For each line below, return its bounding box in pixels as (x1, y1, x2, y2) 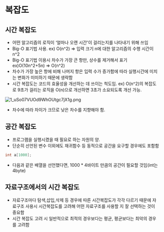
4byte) (12, 168, 26, 174)
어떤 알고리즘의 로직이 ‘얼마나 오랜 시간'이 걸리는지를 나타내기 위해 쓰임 (12, 40, 149, 45)
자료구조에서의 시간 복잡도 (5, 183, 80, 192)
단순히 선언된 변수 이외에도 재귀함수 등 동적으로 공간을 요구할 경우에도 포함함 (12, 143, 160, 148)
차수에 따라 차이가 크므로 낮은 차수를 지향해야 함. (12, 107, 106, 113)
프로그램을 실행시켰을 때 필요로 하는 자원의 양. (12, 136, 101, 143)
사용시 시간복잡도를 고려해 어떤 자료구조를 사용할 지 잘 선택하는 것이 (25, 203, 156, 209)
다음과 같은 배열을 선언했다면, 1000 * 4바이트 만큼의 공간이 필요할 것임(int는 (12, 162, 158, 168)
